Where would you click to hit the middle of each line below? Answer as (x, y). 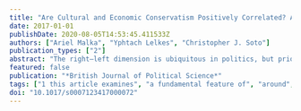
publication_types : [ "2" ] (57, 51)
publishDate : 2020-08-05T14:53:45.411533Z (90, 34)
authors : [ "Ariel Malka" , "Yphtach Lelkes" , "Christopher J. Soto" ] (140, 43)
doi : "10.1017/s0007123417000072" (74, 92)
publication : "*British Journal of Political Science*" (116, 76)
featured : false (39, 68)
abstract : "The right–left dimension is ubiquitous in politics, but (142, 59)
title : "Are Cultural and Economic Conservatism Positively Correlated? (148, 17)
